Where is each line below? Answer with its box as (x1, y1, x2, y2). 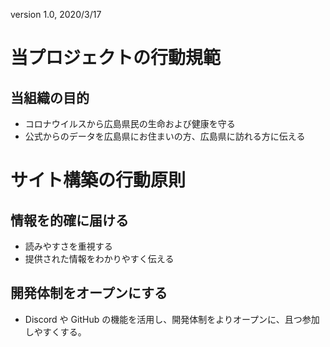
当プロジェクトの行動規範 (10, 47, 222, 69)
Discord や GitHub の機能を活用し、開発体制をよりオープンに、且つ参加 (24, 313, 320, 325)
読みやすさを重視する (24, 240, 113, 252)
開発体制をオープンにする (10, 285, 168, 302)
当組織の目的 (10, 89, 90, 106)
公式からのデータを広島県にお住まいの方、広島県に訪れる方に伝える (24, 130, 306, 142)
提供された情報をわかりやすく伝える (24, 253, 175, 264)
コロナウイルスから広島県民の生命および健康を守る (24, 118, 236, 129)
